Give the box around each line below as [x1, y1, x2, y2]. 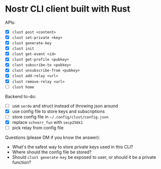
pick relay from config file [12, 125, 64, 131]
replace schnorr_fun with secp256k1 [12, 119, 83, 125]
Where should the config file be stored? [12, 149, 92, 155]
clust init [12, 46, 35, 51]
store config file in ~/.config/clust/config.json [12, 114, 108, 119]
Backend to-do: [5, 93, 36, 99]
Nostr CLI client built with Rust [5, 3, 130, 15]
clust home [12, 84, 35, 89]
